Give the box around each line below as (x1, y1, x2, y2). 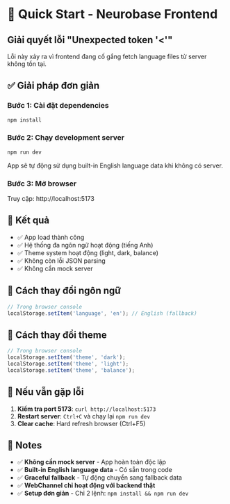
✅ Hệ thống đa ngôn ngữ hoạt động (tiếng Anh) (17, 241, 154, 249)
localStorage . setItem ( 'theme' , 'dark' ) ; (7, 354, 126, 361)
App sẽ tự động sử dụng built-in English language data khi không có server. (7, 161, 224, 170)
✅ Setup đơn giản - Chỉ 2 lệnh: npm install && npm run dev (17, 489, 189, 498)
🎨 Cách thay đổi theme (7, 329, 107, 341)
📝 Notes (7, 439, 42, 451)
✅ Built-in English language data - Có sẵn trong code (17, 466, 172, 474)
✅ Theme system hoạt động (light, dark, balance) (17, 248, 158, 257)
